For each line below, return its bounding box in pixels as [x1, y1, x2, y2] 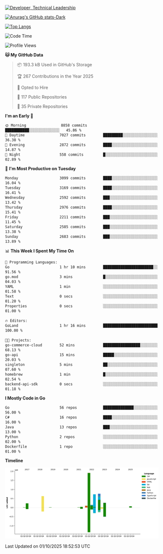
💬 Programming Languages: [5, 260, 57, 265]
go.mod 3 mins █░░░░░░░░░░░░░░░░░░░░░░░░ [5, 275, 158, 279]
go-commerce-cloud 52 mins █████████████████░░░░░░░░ [5, 343, 158, 348]
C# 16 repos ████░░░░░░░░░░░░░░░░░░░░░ [5, 415, 158, 420]
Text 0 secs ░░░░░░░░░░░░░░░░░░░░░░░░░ [5, 294, 158, 299]
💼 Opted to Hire [17, 85, 49, 90]
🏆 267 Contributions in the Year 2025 [17, 73, 93, 79]
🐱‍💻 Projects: [5, 338, 32, 343]
